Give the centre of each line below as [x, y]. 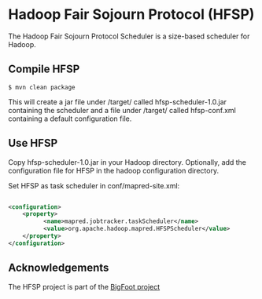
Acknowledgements [59, 268]
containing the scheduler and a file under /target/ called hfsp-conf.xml [122, 110]
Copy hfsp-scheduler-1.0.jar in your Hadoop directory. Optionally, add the [127, 162]
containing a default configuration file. [70, 119]
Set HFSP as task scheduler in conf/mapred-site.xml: [94, 185]
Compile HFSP [44, 69]
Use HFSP [33, 143]
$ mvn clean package [42, 87]
